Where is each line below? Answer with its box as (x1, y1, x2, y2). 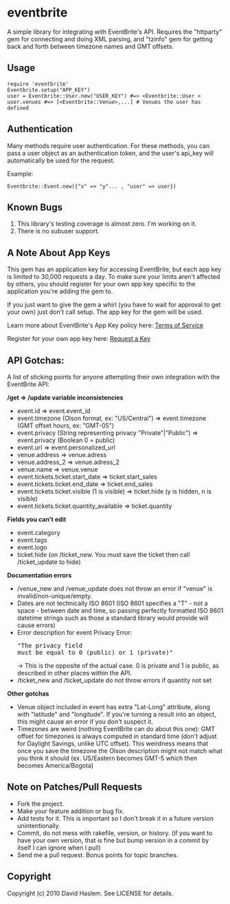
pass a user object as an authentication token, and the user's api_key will (7, 149, 214, 157)
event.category (16, 529, 60, 536)
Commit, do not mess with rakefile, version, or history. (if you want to (16, 828, 213, 837)
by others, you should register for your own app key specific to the (7, 280, 196, 288)
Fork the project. (16, 799, 65, 808)
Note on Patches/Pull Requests (7, 781, 143, 793)
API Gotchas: (7, 355, 65, 366)
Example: (7, 169, 34, 178)
